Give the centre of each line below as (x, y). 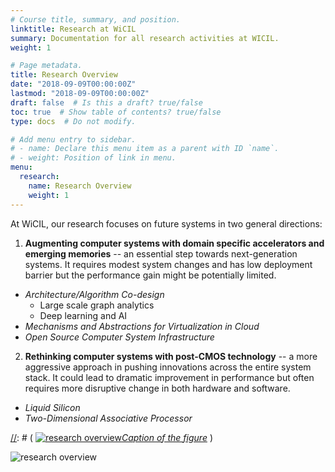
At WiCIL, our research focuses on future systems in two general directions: (166, 223)
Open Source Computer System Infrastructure (119, 337)
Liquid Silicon (52, 407)
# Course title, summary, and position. (96, 19)
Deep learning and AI (83, 315)
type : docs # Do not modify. (73, 121)
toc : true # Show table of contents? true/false (116, 112)
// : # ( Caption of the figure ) (111, 437)
